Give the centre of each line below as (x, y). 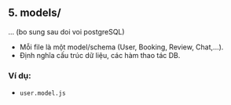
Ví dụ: (20, 75)
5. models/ (35, 13)
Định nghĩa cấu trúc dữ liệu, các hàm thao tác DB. (100, 55)
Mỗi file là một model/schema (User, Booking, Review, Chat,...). (121, 47)
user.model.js (42, 93)
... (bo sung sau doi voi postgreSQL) (66, 31)
